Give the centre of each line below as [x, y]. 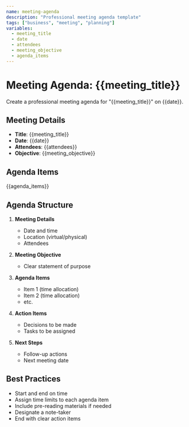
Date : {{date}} [32, 141]
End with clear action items [48, 418]
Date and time [40, 231]
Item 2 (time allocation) [52, 295]
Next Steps [29, 342]
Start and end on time [41, 393]
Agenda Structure [40, 205]
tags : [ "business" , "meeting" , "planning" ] [61, 23]
